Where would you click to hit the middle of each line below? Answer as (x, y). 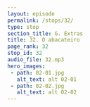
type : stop (23, 27)
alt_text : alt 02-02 (47, 92)
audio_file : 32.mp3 (36, 60)
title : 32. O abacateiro (44, 40)
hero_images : (26, 66)
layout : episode (31, 14)
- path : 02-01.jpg (37, 73)
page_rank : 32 (28, 46)
